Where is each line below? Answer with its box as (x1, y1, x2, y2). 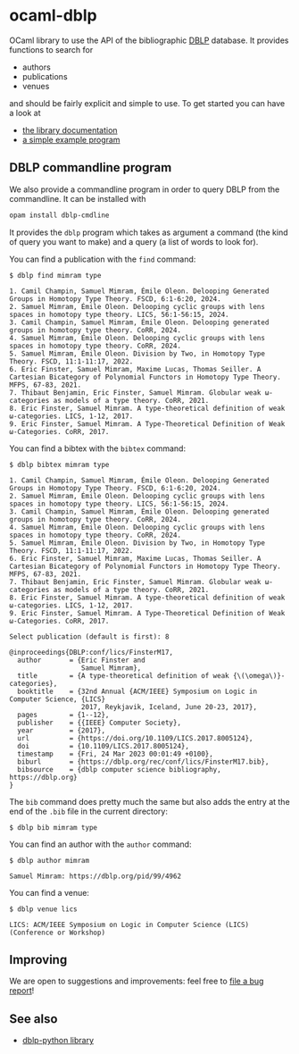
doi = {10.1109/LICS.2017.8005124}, (17, 741, 190, 750)
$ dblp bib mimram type (9, 823, 98, 832)
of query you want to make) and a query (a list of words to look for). (9, 236, 259, 247)
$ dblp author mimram (9, 856, 90, 865)
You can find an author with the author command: (9, 839, 192, 849)
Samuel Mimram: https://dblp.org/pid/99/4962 (9, 872, 181, 881)
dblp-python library (21, 1035, 95, 1046)
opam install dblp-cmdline (9, 211, 110, 220)
